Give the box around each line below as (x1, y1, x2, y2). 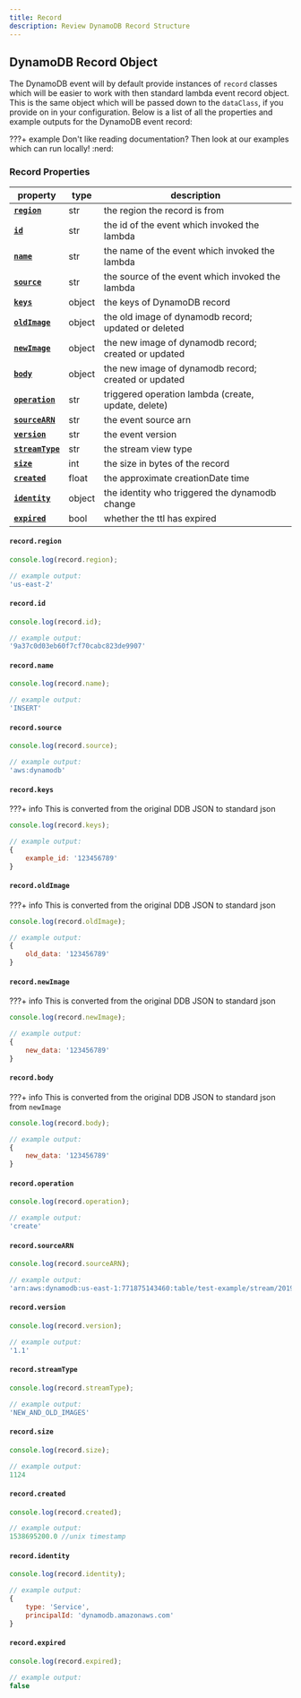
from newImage (9, 1101, 62, 1112)
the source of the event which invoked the (103, 270, 280, 282)
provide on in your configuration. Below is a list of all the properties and (9, 107, 273, 117)
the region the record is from (103, 203, 225, 216)
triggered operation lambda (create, (103, 387, 254, 400)
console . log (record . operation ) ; (9, 1197, 130, 1206)
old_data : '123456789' (25, 950, 110, 959)
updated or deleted (103, 322, 185, 334)
